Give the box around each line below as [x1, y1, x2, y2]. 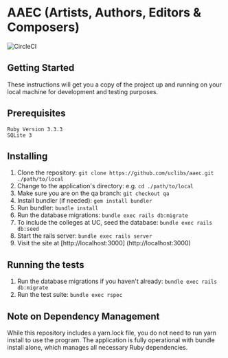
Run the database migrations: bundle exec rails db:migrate [16, 211, 189, 219]
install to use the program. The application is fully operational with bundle [7, 336, 215, 344]
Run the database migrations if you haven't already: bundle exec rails [16, 277, 218, 286]
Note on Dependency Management [7, 311, 160, 322]
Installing [7, 150, 48, 162]
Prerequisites [7, 108, 66, 120]
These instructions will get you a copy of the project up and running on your [7, 80, 222, 89]
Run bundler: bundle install [16, 204, 99, 212]
